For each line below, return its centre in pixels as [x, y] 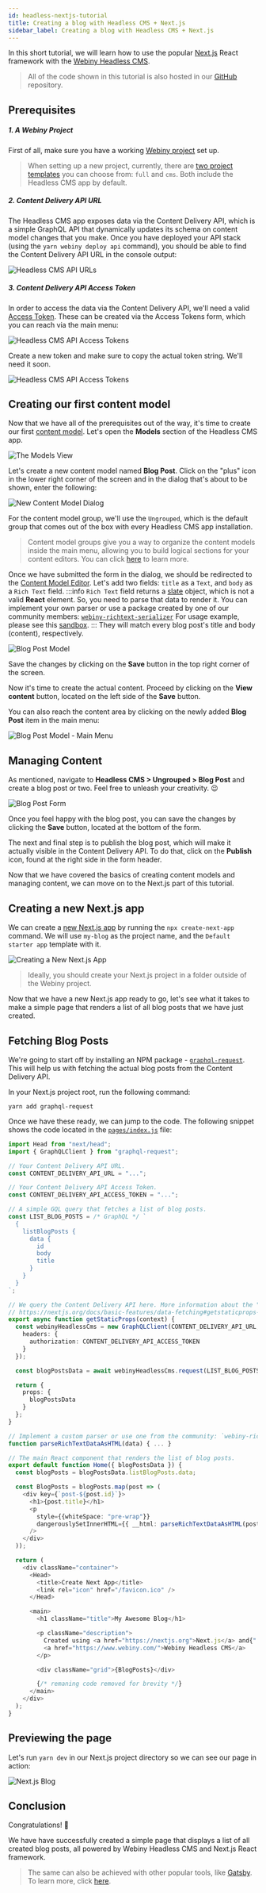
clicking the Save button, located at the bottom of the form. [105, 827]
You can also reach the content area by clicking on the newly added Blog [127, 712]
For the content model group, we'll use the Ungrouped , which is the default [128, 518]
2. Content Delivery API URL [55, 201]
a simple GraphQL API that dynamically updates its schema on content [123, 229]
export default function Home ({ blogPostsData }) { [95, 1465]
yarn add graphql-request [51, 1106]
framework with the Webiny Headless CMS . [79, 61]
